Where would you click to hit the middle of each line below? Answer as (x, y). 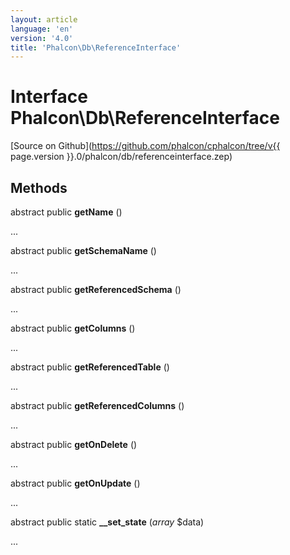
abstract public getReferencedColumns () (97, 405)
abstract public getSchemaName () (83, 250)
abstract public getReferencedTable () (90, 367)
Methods (39, 187)
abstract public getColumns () (73, 328)
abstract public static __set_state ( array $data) (107, 522)
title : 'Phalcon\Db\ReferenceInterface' (96, 47)
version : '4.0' (42, 38)
